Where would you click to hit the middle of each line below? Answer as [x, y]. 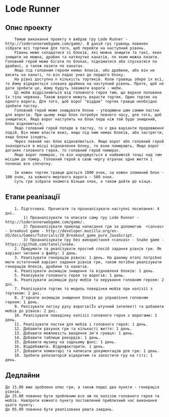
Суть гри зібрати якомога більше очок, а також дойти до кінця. [83, 181]
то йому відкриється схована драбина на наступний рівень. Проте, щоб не [85, 84]
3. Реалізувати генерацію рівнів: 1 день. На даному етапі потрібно [88, 258]
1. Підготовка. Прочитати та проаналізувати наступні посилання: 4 [87, 209]
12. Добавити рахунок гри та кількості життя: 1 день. [73, 329]
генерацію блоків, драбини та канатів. [47, 266]
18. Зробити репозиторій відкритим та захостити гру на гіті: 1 [83, 355]
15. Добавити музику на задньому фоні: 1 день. [65, 342]
